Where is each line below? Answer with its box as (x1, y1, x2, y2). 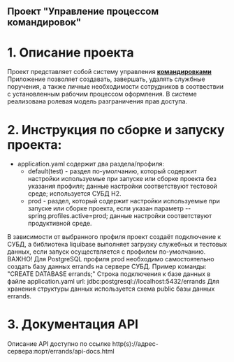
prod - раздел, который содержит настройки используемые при (27, 197, 220, 205)
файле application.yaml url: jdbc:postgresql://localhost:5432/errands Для (7, 277, 220, 286)
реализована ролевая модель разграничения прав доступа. (7, 97, 187, 106)
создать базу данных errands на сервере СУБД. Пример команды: (7, 262, 207, 271)
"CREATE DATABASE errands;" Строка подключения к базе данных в (7, 270, 211, 278)
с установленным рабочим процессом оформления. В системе (7, 90, 197, 99)
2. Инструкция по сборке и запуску (7, 122, 225, 138)
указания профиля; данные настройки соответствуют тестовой (27, 182, 218, 191)
